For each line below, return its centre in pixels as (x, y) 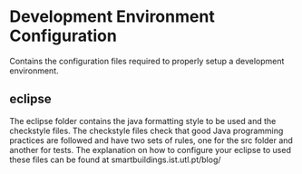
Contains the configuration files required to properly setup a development (147, 61)
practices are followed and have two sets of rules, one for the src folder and (151, 140)
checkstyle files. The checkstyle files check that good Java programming (146, 130)
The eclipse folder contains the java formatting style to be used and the (143, 121)
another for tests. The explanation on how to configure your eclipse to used (151, 150)
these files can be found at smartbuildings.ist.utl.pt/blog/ (115, 159)
